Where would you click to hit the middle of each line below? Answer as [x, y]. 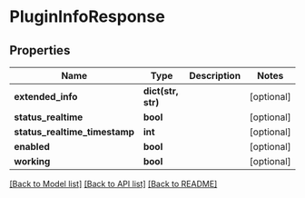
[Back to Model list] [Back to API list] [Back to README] [113, 184]
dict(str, [161, 91]
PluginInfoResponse [87, 17]
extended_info [46, 97]
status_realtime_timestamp [74, 132]
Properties [40, 50]
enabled [32, 147]
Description [215, 76]
